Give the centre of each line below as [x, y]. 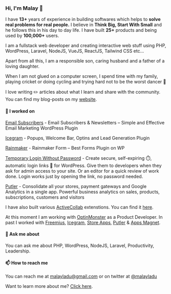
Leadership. [18, 251]
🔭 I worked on [20, 111]
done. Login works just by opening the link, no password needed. [74, 176]
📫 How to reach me [27, 263]
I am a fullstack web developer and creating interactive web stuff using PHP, [86, 46]
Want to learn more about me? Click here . [49, 286]
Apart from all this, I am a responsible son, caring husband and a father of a [85, 61]
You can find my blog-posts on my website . [51, 99]
